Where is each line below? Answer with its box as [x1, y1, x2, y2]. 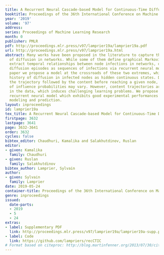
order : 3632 [5, 130, 29, 135]
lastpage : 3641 [5, 120, 36, 125]
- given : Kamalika [5, 148, 42, 153]
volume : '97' [5, 20, 32, 26]
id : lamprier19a [5, 107, 38, 112]
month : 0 [5, 35, 23, 39]
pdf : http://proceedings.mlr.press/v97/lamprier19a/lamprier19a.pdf [5, 43, 147, 48]
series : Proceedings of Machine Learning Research [5, 30, 110, 35]
